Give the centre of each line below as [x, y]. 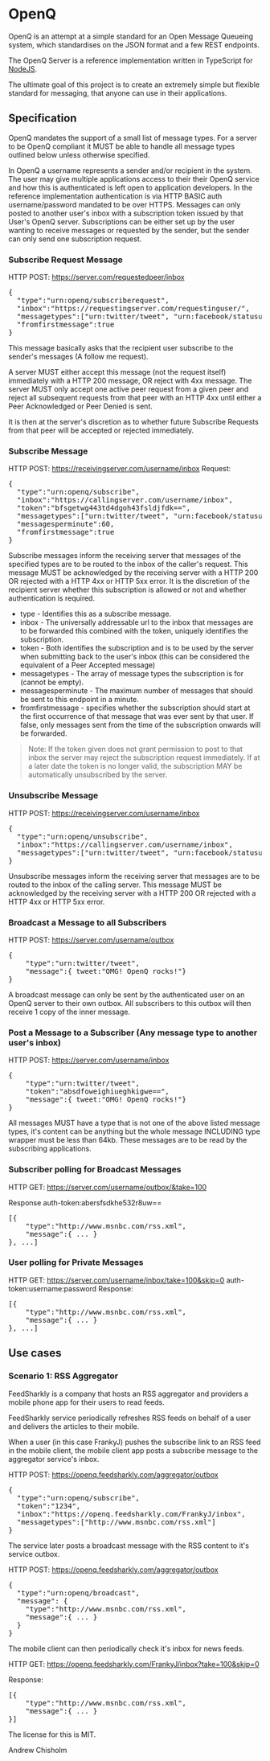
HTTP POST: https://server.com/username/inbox [89, 1060]
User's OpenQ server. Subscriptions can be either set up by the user [122, 221]
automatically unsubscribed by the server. [98, 775]
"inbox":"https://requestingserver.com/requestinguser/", [133, 309]
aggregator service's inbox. [54, 1459]
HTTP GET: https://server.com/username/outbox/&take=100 [108, 1187]
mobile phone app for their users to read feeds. [86, 1402]
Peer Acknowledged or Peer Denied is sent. [80, 406]
